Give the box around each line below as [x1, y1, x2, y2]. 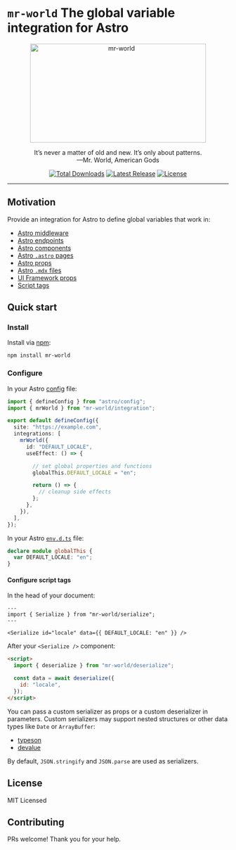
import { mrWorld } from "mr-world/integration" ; [7, 405, 156, 412]
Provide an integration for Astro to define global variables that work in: [7, 215, 211, 223]
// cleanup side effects [38, 488, 112, 495]
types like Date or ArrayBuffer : [7, 722, 96, 730]
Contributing [7, 816, 65, 828]
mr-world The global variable [7, 5, 176, 21]
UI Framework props [17, 273, 77, 282]
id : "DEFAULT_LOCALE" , [25, 443, 93, 450]
